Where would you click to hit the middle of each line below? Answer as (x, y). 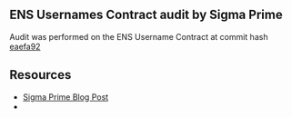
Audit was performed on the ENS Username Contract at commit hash (139, 36)
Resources (40, 75)
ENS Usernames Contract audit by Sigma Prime (146, 15)
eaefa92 (25, 46)
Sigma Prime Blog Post (65, 97)
